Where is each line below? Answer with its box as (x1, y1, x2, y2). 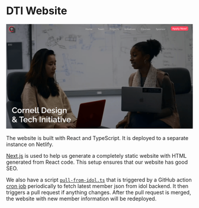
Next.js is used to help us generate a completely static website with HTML (6, 152, 187, 160)
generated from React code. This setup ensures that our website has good (6, 158, 188, 166)
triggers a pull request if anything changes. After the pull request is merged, (6, 189, 191, 196)
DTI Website (6, 4, 68, 18)
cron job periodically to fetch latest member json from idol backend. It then (6, 183, 188, 190)
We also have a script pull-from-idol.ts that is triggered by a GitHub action (6, 176, 192, 184)
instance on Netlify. (6, 141, 54, 148)
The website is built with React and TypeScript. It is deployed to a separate (6, 135, 188, 142)
